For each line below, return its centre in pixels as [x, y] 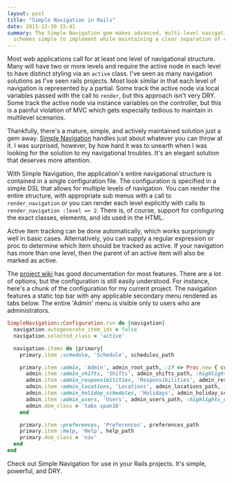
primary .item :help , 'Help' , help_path [77, 431]
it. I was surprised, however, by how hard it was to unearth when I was [107, 146]
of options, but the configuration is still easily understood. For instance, [108, 281]
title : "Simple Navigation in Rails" [61, 20]
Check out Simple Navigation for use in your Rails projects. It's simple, [107, 463]
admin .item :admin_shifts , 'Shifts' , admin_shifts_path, [109, 374]
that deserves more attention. [49, 160]
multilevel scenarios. [36, 117]
